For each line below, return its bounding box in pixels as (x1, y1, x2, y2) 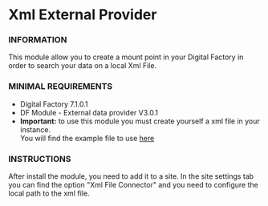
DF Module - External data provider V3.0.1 (19, 107, 159, 117)
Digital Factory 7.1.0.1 (19, 99, 88, 109)
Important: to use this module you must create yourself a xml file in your (19, 116, 261, 126)
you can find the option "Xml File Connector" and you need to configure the (8, 180, 258, 190)
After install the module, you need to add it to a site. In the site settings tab (8, 172, 254, 181)
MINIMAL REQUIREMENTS (8, 81, 113, 92)
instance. (19, 124, 51, 134)
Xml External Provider (8, 6, 157, 24)
